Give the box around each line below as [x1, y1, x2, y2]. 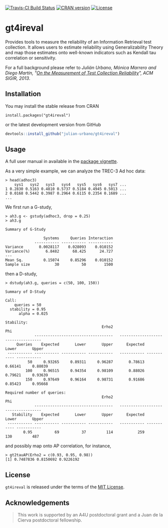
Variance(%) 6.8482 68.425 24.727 [5, 249, 113, 254]
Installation [5, 90, 41, 98]
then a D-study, [5, 271, 38, 277]
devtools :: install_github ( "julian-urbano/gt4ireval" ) [5, 131, 120, 136]
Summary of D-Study [5, 289, 46, 294]
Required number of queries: [5, 390, 66, 396]
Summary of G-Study [5, 227, 46, 232]
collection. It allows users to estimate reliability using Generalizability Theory [5, 44, 163, 50]
